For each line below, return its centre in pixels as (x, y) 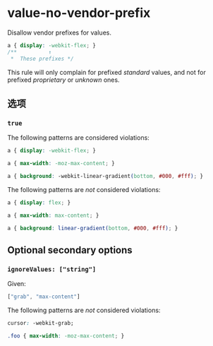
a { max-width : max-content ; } (53, 215)
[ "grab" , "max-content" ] (44, 297)
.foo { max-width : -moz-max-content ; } (66, 336)
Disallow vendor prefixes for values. (59, 32)
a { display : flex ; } (39, 203)
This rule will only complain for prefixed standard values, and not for (107, 72)
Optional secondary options (70, 250)
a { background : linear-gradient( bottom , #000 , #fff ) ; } (93, 228)
